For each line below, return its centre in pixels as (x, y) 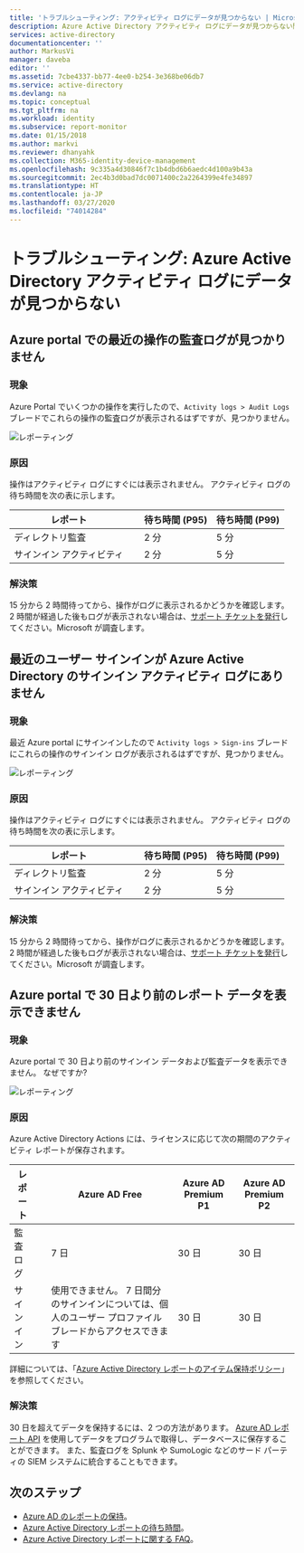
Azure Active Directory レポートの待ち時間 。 (105, 1527)
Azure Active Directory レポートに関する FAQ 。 (110, 1539)
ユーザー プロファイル (116, 1318)
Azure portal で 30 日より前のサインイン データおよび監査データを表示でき (149, 1061)
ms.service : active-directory (66, 85)
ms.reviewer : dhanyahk (52, 152)
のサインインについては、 (105, 1304)
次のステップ (45, 1493)
